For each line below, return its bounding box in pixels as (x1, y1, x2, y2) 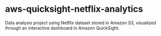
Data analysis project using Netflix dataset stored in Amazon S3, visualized (5, 20, 156, 26)
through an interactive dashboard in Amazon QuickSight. (5, 25, 120, 31)
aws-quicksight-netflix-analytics (5, 3, 143, 15)
